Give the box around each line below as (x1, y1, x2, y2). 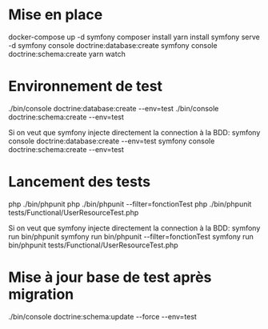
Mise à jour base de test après (8, 268, 212, 286)
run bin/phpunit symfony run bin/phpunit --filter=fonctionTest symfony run (8, 231, 254, 241)
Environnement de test (8, 78, 162, 95)
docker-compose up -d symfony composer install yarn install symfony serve (8, 32, 260, 42)
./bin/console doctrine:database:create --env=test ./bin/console (8, 103, 219, 113)
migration (8, 286, 74, 303)
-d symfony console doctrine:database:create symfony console (8, 40, 218, 50)
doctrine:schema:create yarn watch (8, 49, 126, 58)
